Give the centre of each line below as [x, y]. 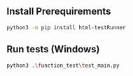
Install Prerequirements [59, 12]
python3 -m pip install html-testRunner [66, 27]
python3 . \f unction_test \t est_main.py [63, 66]
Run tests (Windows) [53, 49]
